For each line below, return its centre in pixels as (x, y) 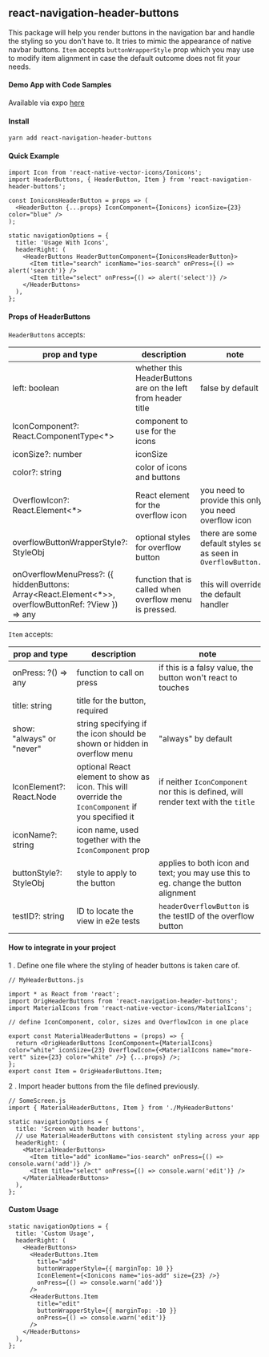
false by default (229, 388)
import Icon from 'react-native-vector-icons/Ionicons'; (105, 173)
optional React (103, 766)
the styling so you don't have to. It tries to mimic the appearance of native (130, 41)
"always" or (34, 738)
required (92, 710)
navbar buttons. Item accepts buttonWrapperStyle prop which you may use (131, 49)
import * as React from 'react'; (64, 994)
